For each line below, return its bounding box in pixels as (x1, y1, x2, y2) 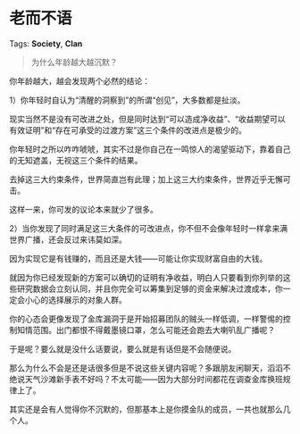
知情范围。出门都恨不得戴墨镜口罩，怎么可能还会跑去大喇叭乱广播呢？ (16, 324, 275, 335)
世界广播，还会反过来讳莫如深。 (9, 234, 127, 245)
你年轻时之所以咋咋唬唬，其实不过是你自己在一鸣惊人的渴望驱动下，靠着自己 (9, 144, 291, 154)
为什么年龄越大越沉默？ (30, 56, 118, 67)
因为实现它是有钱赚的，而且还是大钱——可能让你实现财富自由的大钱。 (9, 253, 268, 263)
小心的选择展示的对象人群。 (24, 294, 127, 305)
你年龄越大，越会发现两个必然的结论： (9, 75, 150, 86)
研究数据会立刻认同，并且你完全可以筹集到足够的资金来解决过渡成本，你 (16, 283, 283, 294)
